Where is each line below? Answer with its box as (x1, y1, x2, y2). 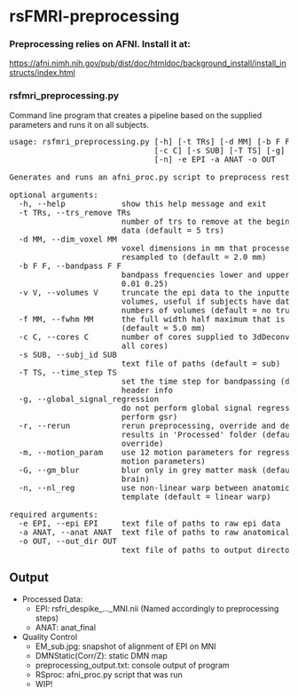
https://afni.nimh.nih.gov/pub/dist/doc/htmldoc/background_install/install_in (9, 58, 286, 68)
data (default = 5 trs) (121, 225, 224, 235)
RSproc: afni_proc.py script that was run (35, 668, 184, 680)
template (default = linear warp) (121, 491, 272, 502)
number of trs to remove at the (121, 216, 263, 226)
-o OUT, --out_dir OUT (18, 535, 117, 546)
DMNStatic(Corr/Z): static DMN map (35, 650, 169, 660)
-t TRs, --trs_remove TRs (18, 207, 131, 217)
